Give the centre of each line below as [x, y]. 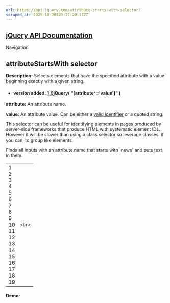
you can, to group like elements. [40, 140]
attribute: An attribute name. [36, 104]
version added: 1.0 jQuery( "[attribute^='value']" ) [67, 93]
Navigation [17, 48]
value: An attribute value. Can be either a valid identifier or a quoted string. [85, 114]
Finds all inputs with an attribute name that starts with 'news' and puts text [84, 150]
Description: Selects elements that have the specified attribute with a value [85, 76]
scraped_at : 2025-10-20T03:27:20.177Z [47, 15]
